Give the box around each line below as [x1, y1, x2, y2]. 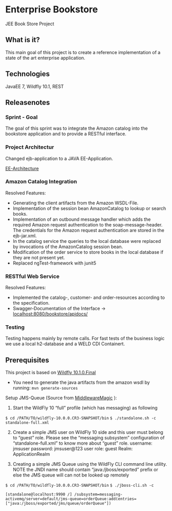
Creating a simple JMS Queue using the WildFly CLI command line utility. [12, 461, 167, 467]
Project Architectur [5, 144, 54, 151]
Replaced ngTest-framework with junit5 [12, 260, 97, 266]
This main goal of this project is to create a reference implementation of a [5, 49, 161, 55]
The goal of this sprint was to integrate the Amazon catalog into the [5, 125, 148, 132]
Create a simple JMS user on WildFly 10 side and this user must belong [12, 429, 163, 435]
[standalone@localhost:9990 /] [5, 492, 72, 497]
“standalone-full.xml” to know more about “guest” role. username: [12, 440, 152, 446]
